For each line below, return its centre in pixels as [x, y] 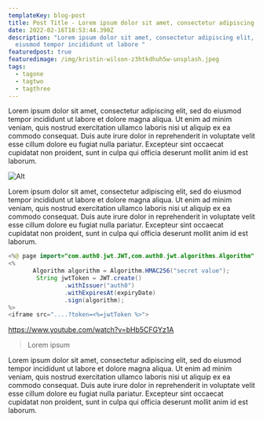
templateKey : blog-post [47, 15]
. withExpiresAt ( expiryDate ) [110, 293]
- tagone [29, 74]
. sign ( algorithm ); [94, 300]
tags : [17, 67]
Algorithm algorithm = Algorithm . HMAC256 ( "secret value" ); [131, 271]
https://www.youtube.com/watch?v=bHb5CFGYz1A [91, 330]
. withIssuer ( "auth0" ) [99, 285]
